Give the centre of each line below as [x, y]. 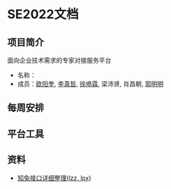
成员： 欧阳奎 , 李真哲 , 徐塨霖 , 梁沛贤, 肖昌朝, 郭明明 [90, 84]
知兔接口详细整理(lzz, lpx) [54, 178]
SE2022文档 [43, 14]
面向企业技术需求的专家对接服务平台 [59, 60]
